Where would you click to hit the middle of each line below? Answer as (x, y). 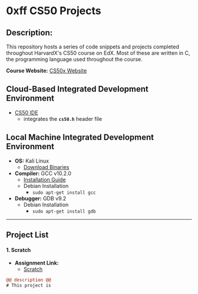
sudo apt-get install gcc (64, 193)
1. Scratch (19, 250)
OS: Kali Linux (32, 161)
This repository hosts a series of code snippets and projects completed (93, 47)
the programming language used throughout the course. (74, 59)
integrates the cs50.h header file (62, 118)
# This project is (29, 286)
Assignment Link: (37, 263)
